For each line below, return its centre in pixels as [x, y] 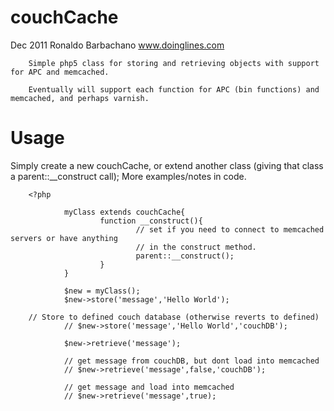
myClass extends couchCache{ [124, 212]
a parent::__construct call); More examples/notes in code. [128, 176]
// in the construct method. [196, 247]
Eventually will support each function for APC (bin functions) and [174, 89]
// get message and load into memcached [149, 387]
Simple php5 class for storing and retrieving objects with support [174, 63]
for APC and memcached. [60, 72]
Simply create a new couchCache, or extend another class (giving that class [167, 165]
